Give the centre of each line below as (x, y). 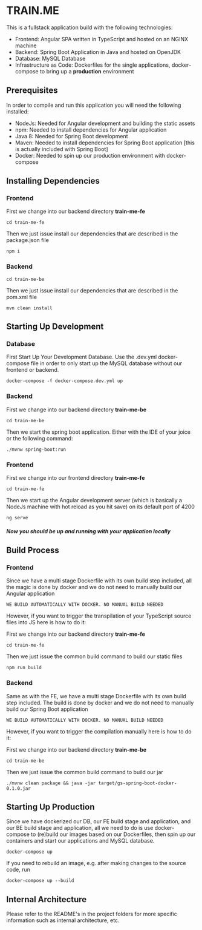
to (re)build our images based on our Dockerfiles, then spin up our (113, 834)
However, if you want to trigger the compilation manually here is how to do (99, 731)
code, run (18, 870)
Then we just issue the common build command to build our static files (94, 656)
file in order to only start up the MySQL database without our (107, 363)
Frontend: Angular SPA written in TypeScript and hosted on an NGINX (102, 39)
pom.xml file (22, 297)
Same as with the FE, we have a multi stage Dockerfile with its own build (96, 696)
